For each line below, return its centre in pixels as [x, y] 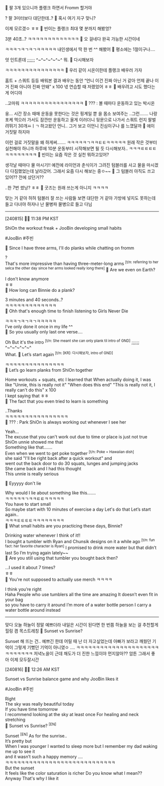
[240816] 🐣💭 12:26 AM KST [32, 669]
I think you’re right [23, 589]
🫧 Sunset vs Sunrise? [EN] [31, 725]
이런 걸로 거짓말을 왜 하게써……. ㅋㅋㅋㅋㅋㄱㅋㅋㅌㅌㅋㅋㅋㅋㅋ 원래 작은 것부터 [81, 142]
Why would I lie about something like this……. [51, 493]
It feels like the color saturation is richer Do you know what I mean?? [74, 773]
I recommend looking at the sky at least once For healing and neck [72, 714]
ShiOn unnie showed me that [34, 442]
